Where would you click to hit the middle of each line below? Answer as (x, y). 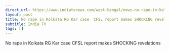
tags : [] (14, 29)
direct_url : (18, 10)
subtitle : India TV (26, 24)
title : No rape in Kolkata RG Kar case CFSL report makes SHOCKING (79, 19)
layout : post (19, 15)
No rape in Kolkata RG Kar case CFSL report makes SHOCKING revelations (83, 43)
